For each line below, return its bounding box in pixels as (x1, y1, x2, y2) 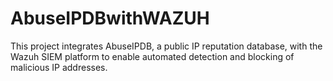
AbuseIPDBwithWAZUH (10, 7, 210, 30)
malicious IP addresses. (10, 61, 108, 73)
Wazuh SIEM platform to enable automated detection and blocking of (10, 50, 295, 62)
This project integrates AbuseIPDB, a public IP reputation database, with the (10, 40, 323, 52)
